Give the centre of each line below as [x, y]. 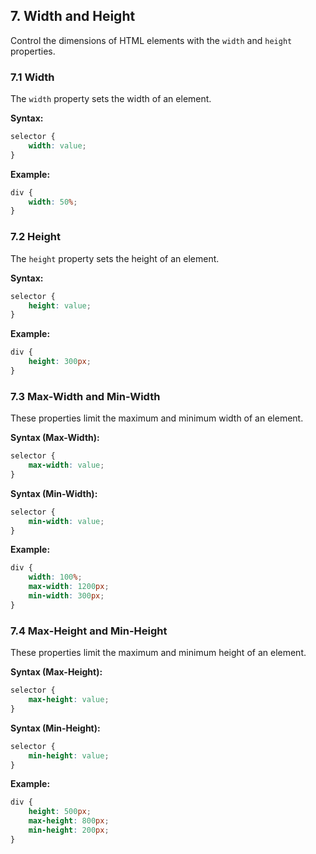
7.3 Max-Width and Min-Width [85, 396]
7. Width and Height [73, 16]
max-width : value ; [66, 465]
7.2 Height [36, 237]
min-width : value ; [66, 521]
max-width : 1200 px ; [69, 587]
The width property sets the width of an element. [111, 99]
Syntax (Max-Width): [55, 438]
